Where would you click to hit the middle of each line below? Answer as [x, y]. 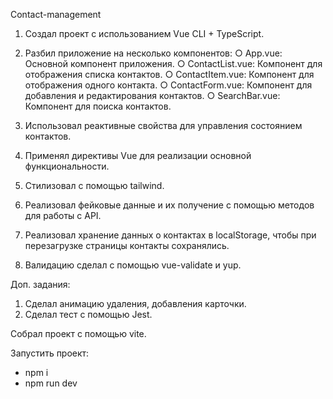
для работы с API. [63, 215]
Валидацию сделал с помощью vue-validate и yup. [133, 265]
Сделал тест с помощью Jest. [88, 314]
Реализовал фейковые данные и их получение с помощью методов [169, 205]
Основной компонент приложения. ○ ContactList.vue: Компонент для [173, 63]
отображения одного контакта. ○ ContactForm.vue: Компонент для [168, 85]
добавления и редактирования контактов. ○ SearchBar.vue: [152, 95]
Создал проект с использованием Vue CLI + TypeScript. [144, 33]
